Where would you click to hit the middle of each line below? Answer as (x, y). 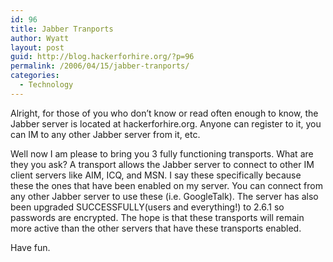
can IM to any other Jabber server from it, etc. (105, 134)
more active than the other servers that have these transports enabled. (156, 228)
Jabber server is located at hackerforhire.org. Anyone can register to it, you (166, 123)
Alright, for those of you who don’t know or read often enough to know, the (164, 113)
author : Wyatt (40, 38)
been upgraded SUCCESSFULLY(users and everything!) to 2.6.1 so (147, 207)
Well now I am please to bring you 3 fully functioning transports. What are (162, 153)
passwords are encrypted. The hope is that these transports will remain (157, 217)
